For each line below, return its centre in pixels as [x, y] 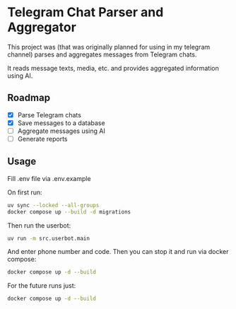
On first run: [25, 192]
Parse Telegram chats [49, 115]
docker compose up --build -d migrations [69, 212]
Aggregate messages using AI [61, 131]
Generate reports [42, 139]
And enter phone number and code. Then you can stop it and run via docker [118, 252]
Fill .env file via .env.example [49, 178]
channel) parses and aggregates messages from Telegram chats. [102, 54]
